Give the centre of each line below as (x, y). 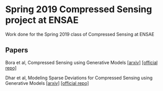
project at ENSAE (42, 20)
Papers (17, 50)
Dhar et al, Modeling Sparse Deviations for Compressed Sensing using (79, 78)
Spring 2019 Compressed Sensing (79, 9)
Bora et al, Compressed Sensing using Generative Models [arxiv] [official (81, 63)
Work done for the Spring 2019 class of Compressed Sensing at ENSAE (80, 34)
